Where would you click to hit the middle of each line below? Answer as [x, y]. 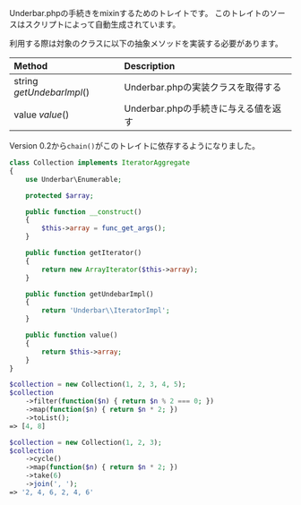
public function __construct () [84, 212]
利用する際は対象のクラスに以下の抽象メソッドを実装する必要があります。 [146, 43]
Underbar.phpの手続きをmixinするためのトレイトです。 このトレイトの [140, 13]
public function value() [72, 335]
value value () [42, 115]
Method [31, 66]
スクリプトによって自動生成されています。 [103, 24]
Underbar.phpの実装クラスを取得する [203, 87]
